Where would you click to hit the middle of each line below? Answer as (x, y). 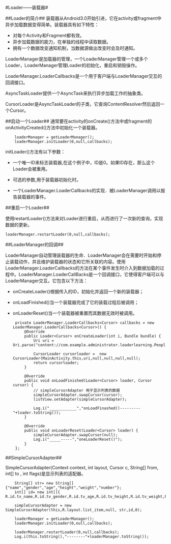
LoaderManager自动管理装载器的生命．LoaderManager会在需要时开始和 (81, 255)
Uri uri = (44, 341)
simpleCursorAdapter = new (43, 505)
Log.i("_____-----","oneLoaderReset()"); (78, 439)
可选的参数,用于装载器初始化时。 (47, 180)
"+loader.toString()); (37, 413)
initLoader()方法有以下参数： (35, 152)
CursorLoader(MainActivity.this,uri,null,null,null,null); (77, 358)
